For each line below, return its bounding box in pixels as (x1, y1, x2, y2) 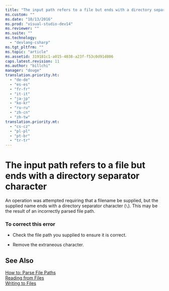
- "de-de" (10, 77, 30, 82)
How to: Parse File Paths (5, 269, 56, 276)
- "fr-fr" (10, 86, 30, 92)
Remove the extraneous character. (12, 242, 84, 248)
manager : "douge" (5, 68, 42, 73)
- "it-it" (10, 91, 30, 96)
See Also (5, 256, 34, 265)
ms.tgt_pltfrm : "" (5, 45, 44, 50)
